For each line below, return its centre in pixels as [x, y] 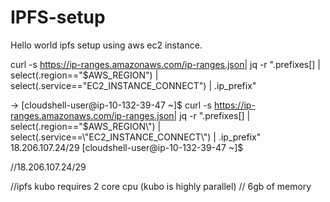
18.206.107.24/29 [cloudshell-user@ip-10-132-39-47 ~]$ [127, 147]
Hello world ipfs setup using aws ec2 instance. [106, 45]
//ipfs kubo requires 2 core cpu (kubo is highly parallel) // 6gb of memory [161, 186]
